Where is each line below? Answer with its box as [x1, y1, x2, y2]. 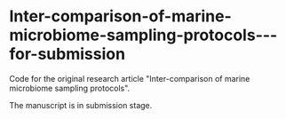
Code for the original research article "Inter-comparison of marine [9, 73, 250, 83]
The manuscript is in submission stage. [9, 99, 153, 110]
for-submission [9, 44, 126, 64]
